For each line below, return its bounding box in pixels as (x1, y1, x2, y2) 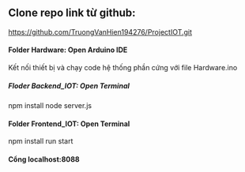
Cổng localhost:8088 (8, 154, 81, 164)
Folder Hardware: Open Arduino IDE (8, 45, 128, 54)
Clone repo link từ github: (8, 6, 136, 20)
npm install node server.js (8, 100, 92, 110)
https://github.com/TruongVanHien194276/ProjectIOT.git (8, 27, 192, 36)
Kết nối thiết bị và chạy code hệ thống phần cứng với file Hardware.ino (8, 63, 238, 73)
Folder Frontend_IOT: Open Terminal (8, 118, 130, 129)
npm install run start (8, 136, 73, 146)
